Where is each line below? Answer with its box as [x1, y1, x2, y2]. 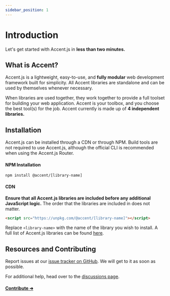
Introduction [5, 29, 59, 41]
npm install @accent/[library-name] [5, 173, 82, 178]
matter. [5, 206, 20, 212]
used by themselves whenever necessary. [5, 85, 93, 91]
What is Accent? [5, 60, 59, 69]
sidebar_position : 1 [5, 7, 49, 13]
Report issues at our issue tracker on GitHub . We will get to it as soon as [5, 258, 156, 265]
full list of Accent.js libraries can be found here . [5, 230, 104, 236]
